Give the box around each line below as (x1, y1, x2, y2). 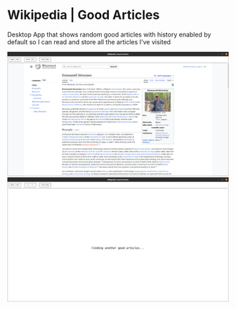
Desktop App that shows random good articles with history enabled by (7, 30, 211, 39)
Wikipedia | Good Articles (7, 7, 160, 23)
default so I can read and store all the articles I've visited (7, 37, 171, 46)
